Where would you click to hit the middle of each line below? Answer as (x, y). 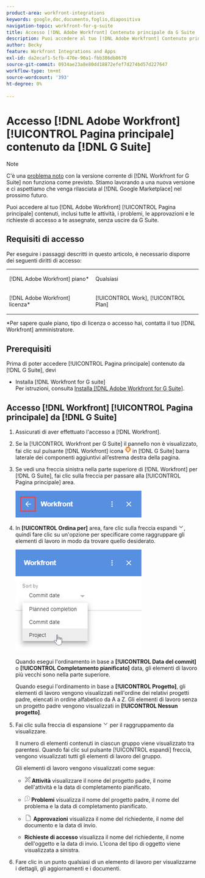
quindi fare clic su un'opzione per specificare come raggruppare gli (100, 535)
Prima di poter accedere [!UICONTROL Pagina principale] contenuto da (95, 364)
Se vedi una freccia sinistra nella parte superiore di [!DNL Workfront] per (106, 469)
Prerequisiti (29, 349)
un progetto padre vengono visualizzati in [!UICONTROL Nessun (96, 706)
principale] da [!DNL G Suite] (62, 417)
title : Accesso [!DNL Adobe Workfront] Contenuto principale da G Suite (101, 32)
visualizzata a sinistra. (52, 850)
